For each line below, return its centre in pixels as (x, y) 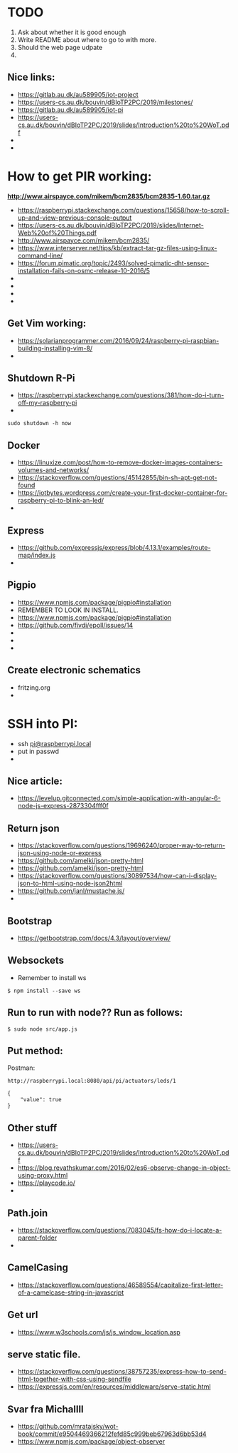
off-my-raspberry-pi (47, 403)
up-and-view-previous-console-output (75, 218)
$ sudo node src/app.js (43, 1029)
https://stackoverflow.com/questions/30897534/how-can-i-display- (117, 876)
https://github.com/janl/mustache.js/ (71, 891)
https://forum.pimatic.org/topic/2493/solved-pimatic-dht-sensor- (113, 263)
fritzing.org (34, 687)
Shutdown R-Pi (42, 378)
